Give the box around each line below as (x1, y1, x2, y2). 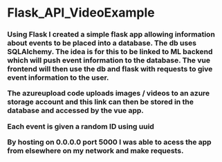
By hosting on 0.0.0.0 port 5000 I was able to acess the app (7, 137, 212, 147)
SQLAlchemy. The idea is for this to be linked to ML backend (7, 47, 213, 57)
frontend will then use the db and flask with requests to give (7, 64, 213, 74)
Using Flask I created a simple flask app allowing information (7, 30, 216, 39)
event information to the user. (7, 73, 109, 82)
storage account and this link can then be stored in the (7, 97, 194, 107)
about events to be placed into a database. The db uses (7, 38, 197, 48)
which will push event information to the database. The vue (7, 55, 211, 65)
